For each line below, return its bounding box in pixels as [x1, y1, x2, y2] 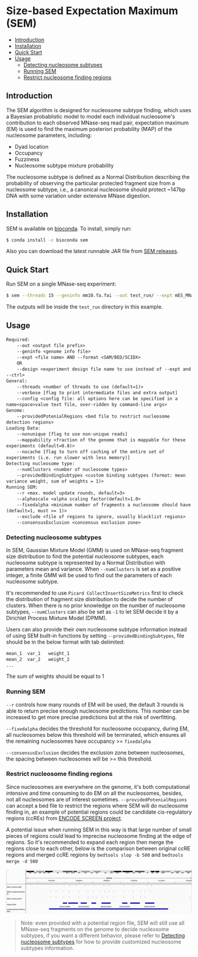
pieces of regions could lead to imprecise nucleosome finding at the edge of [6, 832, 192, 839]
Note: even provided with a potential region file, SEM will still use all [20, 919, 184, 926]
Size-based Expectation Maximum [6, 4, 179, 18]
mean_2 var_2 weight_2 [6, 657, 70, 663]
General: [6, 378, 28, 384]
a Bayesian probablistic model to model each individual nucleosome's [6, 113, 176, 120]
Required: [6, 336, 31, 343]
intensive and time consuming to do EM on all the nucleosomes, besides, [6, 789, 183, 797]
